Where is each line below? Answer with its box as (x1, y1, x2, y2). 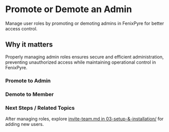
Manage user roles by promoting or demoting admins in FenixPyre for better (5, 20, 164, 26)
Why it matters (5, 40, 53, 49)
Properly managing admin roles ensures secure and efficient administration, (5, 54, 164, 60)
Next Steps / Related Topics (5, 104, 75, 111)
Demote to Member (5, 91, 54, 98)
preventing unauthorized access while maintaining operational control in (5, 59, 156, 65)
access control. (5, 25, 38, 31)
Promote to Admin (5, 77, 51, 84)
